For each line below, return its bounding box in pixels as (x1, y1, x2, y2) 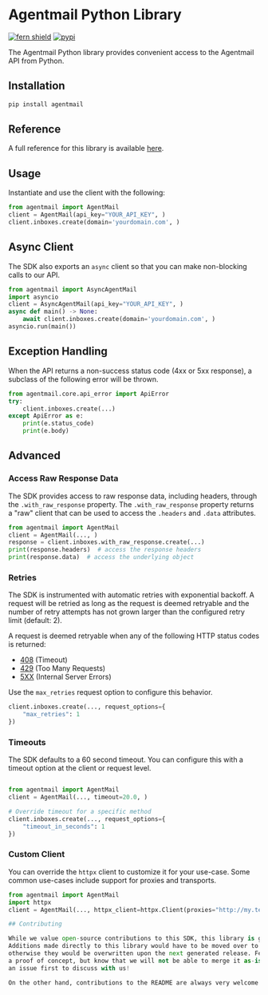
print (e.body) (22, 427, 69, 435)
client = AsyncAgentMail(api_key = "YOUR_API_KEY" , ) (8, 300, 183, 308)
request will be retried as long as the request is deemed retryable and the (8, 599, 250, 608)
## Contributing (8, 920, 62, 928)
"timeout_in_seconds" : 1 (22, 823, 105, 830)
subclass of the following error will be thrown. (8, 374, 159, 384)
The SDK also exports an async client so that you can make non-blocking (8, 261, 247, 271)
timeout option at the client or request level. (8, 763, 152, 773)
